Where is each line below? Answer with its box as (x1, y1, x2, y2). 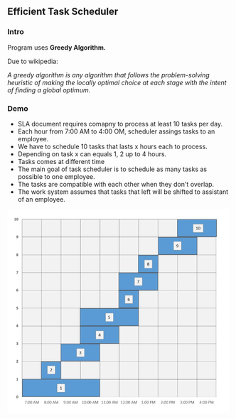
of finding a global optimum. (7, 85, 91, 94)
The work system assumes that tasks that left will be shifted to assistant (17, 187, 229, 196)
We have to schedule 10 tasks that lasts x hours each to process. (17, 142, 208, 151)
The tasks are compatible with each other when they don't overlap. (17, 180, 215, 188)
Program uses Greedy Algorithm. (7, 43, 107, 52)
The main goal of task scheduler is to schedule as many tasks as (17, 165, 208, 173)
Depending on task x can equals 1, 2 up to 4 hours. (17, 149, 167, 158)
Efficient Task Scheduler (7, 6, 119, 18)
